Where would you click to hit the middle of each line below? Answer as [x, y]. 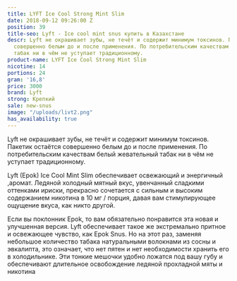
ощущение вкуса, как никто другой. [61, 205]
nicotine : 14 [26, 66]
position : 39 [26, 27]
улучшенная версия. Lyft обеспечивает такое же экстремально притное [117, 226]
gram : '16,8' [26, 79]
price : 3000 [25, 86]
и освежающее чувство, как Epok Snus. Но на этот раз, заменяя [104, 234]
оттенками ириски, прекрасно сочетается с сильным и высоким [105, 190]
